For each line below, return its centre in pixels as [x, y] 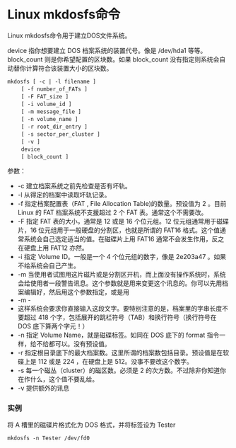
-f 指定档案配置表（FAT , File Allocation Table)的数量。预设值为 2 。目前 [122, 203]
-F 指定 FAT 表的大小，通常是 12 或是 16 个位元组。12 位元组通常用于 [117, 221]
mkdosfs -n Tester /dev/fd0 [49, 438]
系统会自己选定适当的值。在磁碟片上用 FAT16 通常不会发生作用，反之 [124, 239]
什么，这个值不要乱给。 [64, 379]
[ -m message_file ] [51, 111]
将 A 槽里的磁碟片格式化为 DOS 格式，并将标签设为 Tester [92, 425]
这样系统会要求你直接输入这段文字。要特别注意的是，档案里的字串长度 [120, 308]
